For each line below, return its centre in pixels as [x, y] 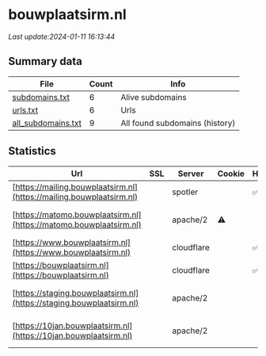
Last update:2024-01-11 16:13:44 [62, 36]
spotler [185, 192]
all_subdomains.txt [47, 123]
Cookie [231, 174]
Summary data [46, 61]
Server [191, 174]
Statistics [32, 151]
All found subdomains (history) [178, 123]
